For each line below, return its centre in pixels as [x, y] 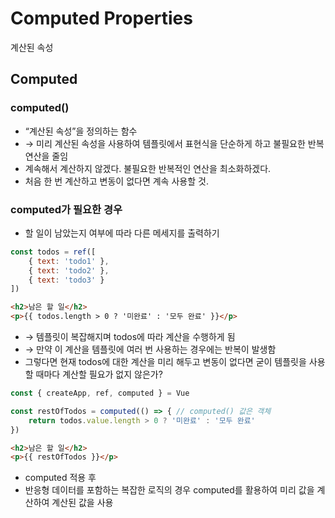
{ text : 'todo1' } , [69, 261]
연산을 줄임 [46, 156]
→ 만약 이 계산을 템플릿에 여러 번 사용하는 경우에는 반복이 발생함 [150, 349]
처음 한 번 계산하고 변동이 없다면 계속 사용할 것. [116, 181]
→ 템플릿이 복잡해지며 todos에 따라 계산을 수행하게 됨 [130, 337]
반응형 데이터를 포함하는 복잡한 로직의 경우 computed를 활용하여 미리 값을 [169, 490]
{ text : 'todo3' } [66, 280]
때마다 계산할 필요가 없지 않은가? [99, 374]
